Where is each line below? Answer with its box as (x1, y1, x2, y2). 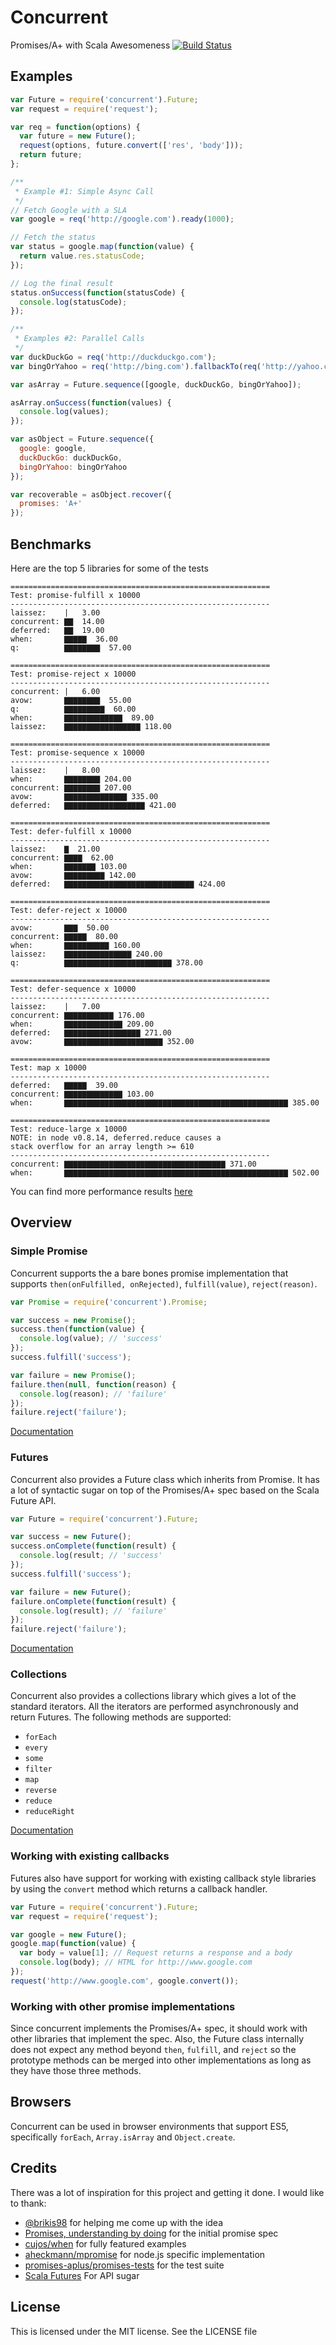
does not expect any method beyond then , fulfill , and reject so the (10, 2044, 297, 2056)
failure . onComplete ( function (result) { (10, 1596, 177, 1606)
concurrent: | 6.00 (10, 686, 101, 696)
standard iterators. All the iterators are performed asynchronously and (10, 1701, 299, 1713)
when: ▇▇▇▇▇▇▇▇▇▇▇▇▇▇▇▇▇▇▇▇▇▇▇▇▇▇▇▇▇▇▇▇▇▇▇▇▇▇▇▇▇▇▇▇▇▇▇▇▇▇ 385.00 (10, 1097, 320, 1108)
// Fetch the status (10, 232, 97, 243)
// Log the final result (10, 278, 114, 288)
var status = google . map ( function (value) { (10, 242, 195, 252)
